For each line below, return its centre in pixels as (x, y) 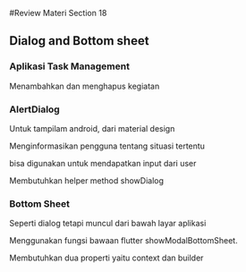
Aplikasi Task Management (69, 66)
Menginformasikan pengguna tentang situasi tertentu (107, 146)
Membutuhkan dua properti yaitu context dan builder (106, 258)
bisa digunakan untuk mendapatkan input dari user (103, 163)
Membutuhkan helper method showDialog (86, 180)
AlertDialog (34, 109)
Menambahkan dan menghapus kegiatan (85, 86)
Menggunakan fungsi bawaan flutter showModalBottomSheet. (124, 241)
